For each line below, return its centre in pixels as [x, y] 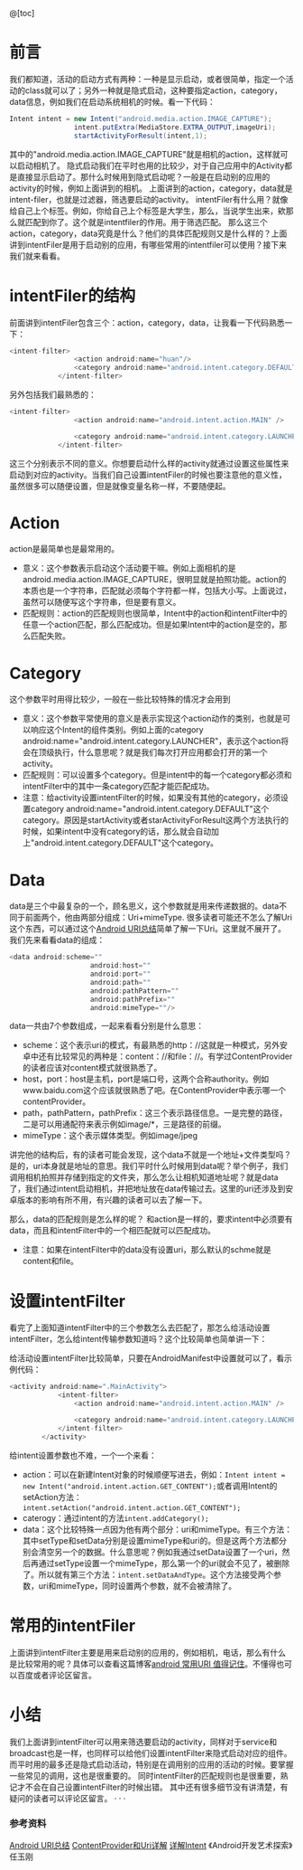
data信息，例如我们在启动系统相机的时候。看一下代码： [112, 101]
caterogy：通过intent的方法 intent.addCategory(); [115, 1517]
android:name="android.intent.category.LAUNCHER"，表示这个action [151, 741]
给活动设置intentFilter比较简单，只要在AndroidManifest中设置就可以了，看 [147, 1358]
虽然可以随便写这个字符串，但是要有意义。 [101, 602]
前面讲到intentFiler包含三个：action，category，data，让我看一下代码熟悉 [147, 322]
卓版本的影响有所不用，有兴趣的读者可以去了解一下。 [108, 1200]
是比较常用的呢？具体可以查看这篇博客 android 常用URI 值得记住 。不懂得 [143, 1664]
